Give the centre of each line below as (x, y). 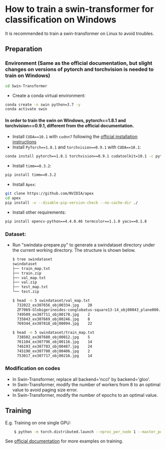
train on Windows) (28, 75)
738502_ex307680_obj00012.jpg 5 (54, 337)
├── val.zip (24, 282)
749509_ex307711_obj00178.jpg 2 (54, 314)
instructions (24, 142)
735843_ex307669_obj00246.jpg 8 (54, 319)
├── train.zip (27, 273)
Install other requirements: (39, 212)
